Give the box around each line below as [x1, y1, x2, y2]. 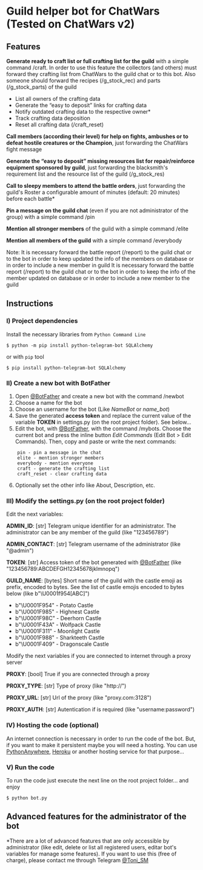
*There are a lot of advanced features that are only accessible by [6, 837, 170, 844]
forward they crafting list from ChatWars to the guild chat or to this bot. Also [6, 71, 196, 77]
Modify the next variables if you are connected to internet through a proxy [6, 652, 191, 660]
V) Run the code [6, 763, 55, 772]
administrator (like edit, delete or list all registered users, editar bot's [6, 843, 177, 851]
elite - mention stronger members [17, 455, 104, 461]
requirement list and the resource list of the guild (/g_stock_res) [6, 170, 165, 178]
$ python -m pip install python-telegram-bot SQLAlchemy [6, 342, 153, 348]
